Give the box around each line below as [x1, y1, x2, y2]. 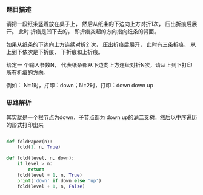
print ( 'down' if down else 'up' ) [17, 177, 102, 183]
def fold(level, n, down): [6, 155, 75, 162]
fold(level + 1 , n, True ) [17, 172, 83, 178]
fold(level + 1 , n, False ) [17, 183, 85, 190]
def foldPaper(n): [6, 139, 53, 145]
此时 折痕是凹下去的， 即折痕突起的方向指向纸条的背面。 [18, 28, 159, 35]
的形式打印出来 [6, 121, 44, 128]
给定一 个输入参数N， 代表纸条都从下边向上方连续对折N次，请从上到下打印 [6, 61, 193, 69]
